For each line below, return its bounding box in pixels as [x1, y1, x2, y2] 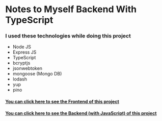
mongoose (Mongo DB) [12, 71, 62, 77]
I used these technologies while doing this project [5, 32, 131, 39]
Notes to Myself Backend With [5, 4, 137, 15]
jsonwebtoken [12, 65, 42, 71]
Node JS [12, 44, 32, 50]
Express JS [12, 49, 37, 55]
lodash [12, 76, 27, 82]
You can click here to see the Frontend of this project [5, 99, 120, 105]
